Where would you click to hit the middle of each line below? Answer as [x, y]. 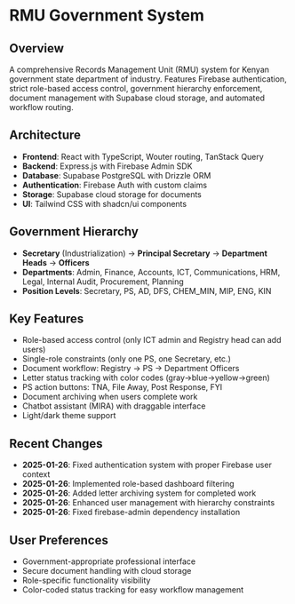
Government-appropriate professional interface [109, 561]
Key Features [47, 319]
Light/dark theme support [69, 416]
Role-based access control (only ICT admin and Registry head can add [151, 340]
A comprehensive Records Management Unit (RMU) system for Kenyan [139, 69]
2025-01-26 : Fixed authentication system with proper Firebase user [147, 465]
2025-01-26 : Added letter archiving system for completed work [139, 493]
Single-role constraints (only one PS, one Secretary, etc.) [126, 359]
